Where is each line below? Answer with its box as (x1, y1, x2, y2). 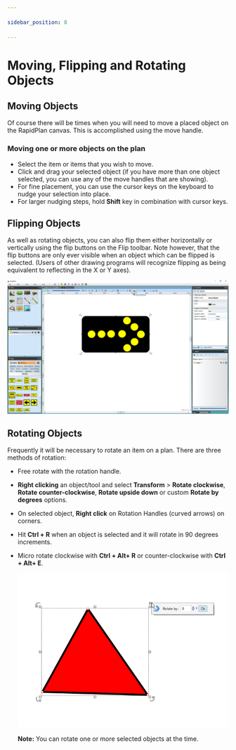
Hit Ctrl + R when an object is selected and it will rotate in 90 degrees (17, 531, 219, 539)
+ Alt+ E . (17, 559, 44, 567)
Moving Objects (7, 100, 79, 112)
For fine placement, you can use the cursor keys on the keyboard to (17, 182, 214, 190)
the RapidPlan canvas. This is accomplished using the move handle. (7, 127, 204, 135)
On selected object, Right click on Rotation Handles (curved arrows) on (17, 510, 225, 518)
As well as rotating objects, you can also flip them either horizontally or (7, 236, 213, 245)
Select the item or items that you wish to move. (17, 160, 154, 168)
